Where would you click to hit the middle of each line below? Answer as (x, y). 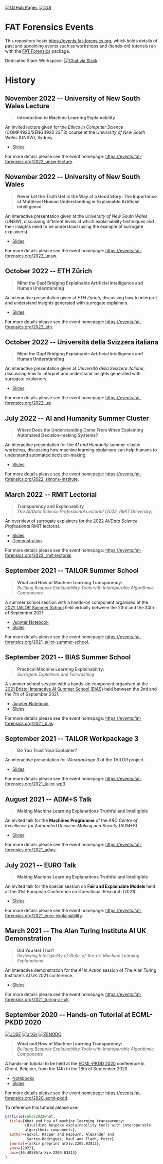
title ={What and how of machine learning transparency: (67, 1121)
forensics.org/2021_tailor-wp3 (35, 784)
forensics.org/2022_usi (28, 403)
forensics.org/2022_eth (28, 327)
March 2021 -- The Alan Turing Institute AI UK (76, 931)
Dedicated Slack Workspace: (34, 61)
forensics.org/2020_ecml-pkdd (36, 1098)
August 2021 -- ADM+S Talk (48, 799)
